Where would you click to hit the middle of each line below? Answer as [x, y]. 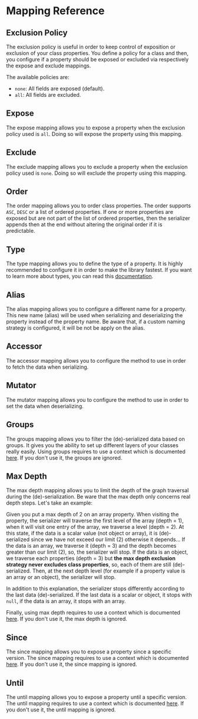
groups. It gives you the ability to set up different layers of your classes [92, 445]
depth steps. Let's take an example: [49, 503]
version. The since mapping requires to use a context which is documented [98, 658]
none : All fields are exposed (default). [60, 89]
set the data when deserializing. [45, 406]
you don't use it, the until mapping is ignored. [61, 710]
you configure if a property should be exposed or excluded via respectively [98, 59]
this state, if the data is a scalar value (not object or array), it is [82, 533]
